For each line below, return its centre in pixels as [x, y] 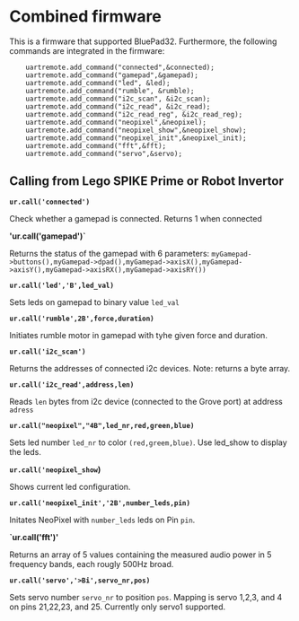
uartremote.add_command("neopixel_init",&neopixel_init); [136, 138]
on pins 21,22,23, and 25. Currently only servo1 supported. [118, 607]
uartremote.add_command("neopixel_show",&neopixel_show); [136, 130]
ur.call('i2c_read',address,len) [72, 385]
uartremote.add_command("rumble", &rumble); [110, 91]
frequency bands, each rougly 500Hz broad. [92, 564]
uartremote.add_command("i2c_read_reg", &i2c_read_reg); [134, 114]
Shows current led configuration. [70, 486]
